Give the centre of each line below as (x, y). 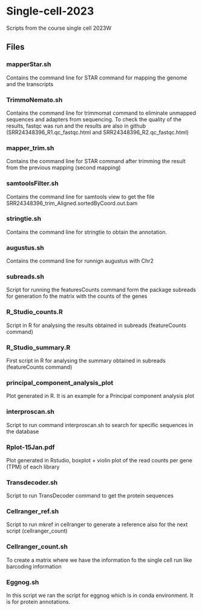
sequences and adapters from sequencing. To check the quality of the (94, 119)
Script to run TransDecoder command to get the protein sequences (90, 496)
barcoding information (34, 566)
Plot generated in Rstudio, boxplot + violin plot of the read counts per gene (99, 460)
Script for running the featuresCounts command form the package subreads (101, 290)
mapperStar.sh (29, 64)
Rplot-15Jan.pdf (31, 447)
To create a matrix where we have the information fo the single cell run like (99, 560)
